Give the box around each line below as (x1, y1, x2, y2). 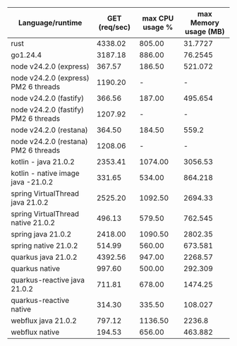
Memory (190, 18, 220, 28)
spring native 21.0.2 (11, 241, 78, 250)
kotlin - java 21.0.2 (11, 157, 75, 167)
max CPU (142, 13, 174, 23)
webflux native (11, 328, 60, 337)
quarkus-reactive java (11, 275, 85, 285)
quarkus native (11, 264, 61, 273)
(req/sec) (98, 23, 130, 32)
